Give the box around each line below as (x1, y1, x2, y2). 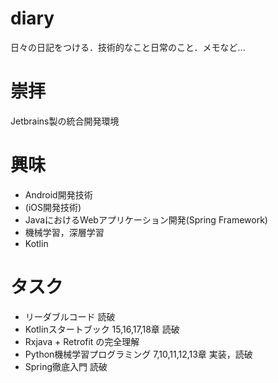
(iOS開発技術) (24, 201, 82, 213)
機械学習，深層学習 (24, 226, 105, 238)
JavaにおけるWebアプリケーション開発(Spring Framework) (24, 213, 268, 226)
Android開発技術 (24, 188, 93, 201)
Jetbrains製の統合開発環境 (10, 115, 120, 127)
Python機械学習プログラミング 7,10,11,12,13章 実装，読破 (24, 348, 253, 360)
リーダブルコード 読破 (24, 310, 116, 322)
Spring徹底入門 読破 (24, 360, 108, 372)
